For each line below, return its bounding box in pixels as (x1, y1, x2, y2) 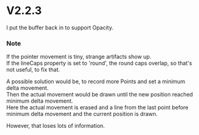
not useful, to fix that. (6, 66, 60, 73)
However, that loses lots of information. (6, 122, 105, 130)
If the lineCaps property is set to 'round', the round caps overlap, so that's (6, 59, 192, 67)
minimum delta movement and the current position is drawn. (6, 111, 158, 118)
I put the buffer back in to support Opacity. (6, 24, 114, 31)
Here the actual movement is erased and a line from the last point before (6, 104, 189, 111)
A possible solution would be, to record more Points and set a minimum (6, 78, 186, 86)
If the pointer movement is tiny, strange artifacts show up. (6, 53, 151, 60)
